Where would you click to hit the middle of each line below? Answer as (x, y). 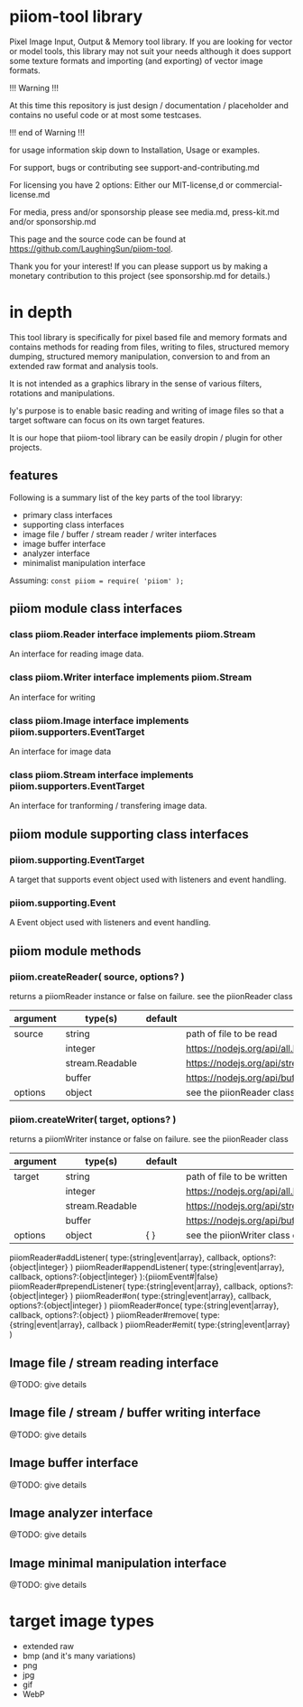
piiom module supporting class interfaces (129, 834)
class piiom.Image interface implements (99, 720)
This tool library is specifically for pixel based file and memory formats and (148, 337)
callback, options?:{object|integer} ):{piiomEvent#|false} (114, 1277)
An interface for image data (60, 751)
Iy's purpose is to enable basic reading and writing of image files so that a (147, 410)
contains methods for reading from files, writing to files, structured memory (150, 347)
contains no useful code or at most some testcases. (106, 115)
